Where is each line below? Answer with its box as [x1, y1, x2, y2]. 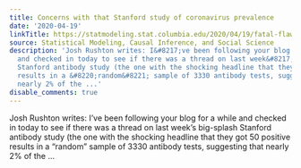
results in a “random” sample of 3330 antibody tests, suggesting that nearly [9, 140, 289, 152]
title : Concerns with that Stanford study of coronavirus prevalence [9, 13, 275, 22]
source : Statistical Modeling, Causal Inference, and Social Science [9, 38, 275, 47]
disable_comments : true [9, 88, 99, 97]
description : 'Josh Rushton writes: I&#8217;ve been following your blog [9, 46, 291, 55]
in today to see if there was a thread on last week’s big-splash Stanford [9, 122, 271, 132]
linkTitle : [9, 29, 50, 38]
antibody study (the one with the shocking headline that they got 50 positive [9, 131, 291, 142]
